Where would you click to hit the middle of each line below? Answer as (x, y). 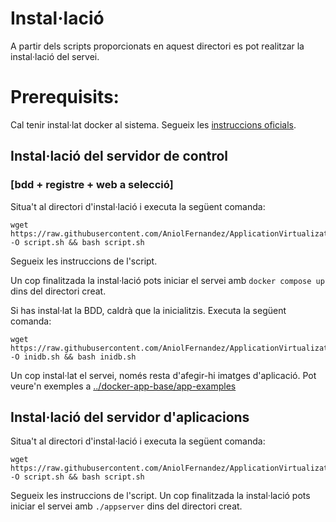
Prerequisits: (65, 97)
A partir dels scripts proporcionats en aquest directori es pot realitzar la (157, 46)
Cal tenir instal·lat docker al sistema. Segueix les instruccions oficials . (153, 124)
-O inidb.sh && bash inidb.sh (73, 357)
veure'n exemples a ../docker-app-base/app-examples (123, 386)
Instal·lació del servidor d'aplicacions (130, 417)
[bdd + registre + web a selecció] (92, 185)
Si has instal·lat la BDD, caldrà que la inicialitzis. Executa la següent (148, 310)
